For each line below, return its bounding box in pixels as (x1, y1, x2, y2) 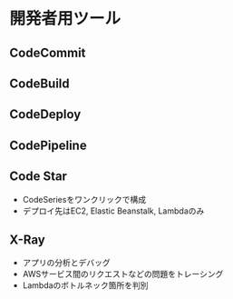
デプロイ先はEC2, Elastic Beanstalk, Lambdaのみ (22, 205, 205, 216)
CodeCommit (9, 45, 86, 60)
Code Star (9, 169, 68, 184)
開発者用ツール (9, 8, 121, 29)
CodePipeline (9, 137, 88, 153)
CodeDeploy (9, 106, 82, 123)
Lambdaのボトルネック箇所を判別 (22, 280, 149, 291)
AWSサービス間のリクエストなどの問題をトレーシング (22, 269, 224, 280)
